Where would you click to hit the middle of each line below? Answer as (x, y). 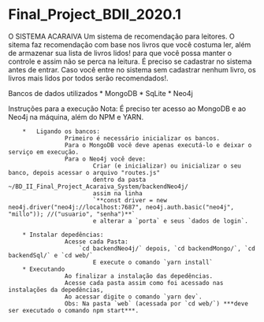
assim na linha (118, 193)
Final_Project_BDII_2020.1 (95, 15)
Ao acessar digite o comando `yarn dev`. (133, 297)
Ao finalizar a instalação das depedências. (139, 276)
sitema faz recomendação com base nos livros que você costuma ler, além (130, 44)
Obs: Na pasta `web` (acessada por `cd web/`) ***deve (156, 303)
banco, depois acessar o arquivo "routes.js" (84, 172)
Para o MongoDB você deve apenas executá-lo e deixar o (158, 145)
